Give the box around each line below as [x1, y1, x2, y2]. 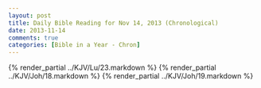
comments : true [8, 33, 59, 42]
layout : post [8, 11, 52, 20]
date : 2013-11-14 [8, 26, 66, 34]
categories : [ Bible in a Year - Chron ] [8, 41, 141, 49]
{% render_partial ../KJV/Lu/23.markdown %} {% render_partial [8, 63, 216, 72]
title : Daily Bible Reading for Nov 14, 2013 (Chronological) [8, 19, 219, 27]
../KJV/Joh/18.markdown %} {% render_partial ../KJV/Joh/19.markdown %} [8, 71, 254, 81]
